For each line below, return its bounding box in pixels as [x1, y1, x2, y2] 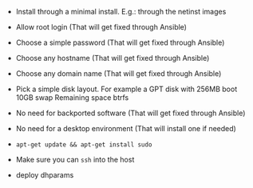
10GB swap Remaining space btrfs [15, 93, 129, 102]
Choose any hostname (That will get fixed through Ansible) [15, 54, 210, 62]
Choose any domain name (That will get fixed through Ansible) [15, 69, 222, 78]
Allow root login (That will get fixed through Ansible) [15, 22, 188, 31]
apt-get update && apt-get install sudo [15, 141, 152, 149]
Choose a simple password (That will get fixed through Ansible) [15, 38, 225, 47]
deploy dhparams [15, 170, 74, 179]
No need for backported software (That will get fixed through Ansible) [15, 108, 246, 118]
